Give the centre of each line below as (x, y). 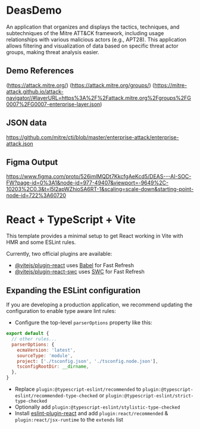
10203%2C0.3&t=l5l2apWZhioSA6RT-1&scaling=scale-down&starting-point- (100, 189)
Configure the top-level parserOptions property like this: (84, 322)
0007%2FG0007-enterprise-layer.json (53, 104)
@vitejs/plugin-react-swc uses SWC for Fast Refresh (79, 272)
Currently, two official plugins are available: (59, 254)
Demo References (40, 71)
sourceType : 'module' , (45, 356)
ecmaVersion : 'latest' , (46, 350)
